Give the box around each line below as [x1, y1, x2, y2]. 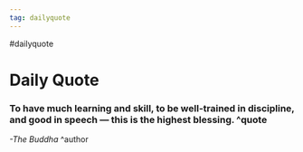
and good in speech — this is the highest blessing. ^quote [9, 113, 268, 126]
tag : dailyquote [9, 13, 71, 23]
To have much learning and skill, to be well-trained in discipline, [9, 101, 295, 114]
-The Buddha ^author [9, 134, 89, 145]
